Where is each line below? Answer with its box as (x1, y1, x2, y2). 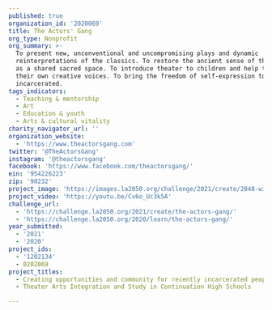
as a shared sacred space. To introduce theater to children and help (15, 65, 259, 73)
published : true (8, 11, 63, 20)
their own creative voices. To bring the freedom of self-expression (15, 72, 255, 80)
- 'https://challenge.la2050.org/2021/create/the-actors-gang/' (15, 207, 237, 215)
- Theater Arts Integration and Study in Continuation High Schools (15, 282, 252, 291)
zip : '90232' (8, 177, 53, 186)
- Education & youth (15, 110, 85, 118)
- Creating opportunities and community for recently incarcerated (15, 275, 249, 283)
